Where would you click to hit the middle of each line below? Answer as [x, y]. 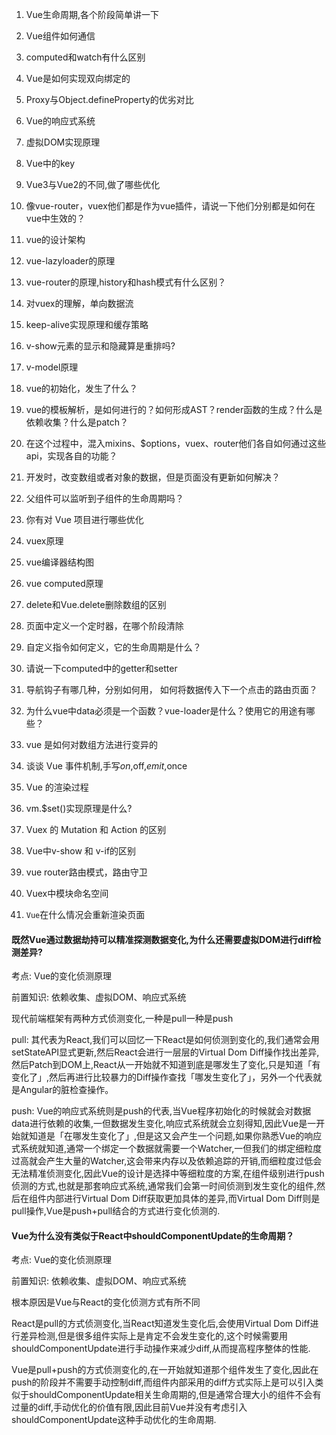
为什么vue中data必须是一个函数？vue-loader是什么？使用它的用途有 [166, 711]
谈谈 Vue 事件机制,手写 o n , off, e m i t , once [106, 766]
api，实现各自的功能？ [71, 456]
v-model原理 [52, 367]
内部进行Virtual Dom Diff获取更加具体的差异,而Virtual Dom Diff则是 [183, 1199]
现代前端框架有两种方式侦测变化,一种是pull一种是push [122, 1019]
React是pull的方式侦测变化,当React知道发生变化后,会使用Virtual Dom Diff [161, 1324]
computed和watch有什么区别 [85, 57]
